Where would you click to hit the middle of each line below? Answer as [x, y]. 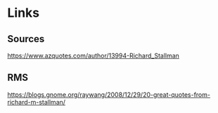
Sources [26, 39]
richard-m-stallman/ [36, 102]
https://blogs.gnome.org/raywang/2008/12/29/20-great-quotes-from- [109, 94]
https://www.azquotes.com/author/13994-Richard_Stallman [93, 55]
